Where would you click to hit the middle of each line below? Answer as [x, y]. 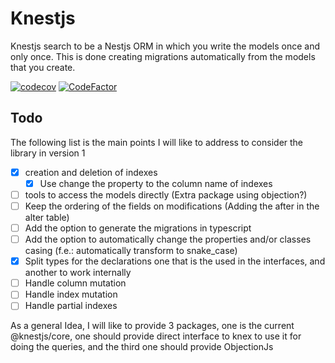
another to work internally [78, 273]
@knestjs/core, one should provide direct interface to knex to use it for [156, 336]
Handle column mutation [75, 283]
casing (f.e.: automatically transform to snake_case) [131, 251]
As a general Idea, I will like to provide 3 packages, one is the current [152, 326]
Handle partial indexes [71, 306]
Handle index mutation [71, 294]
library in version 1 [48, 153]
